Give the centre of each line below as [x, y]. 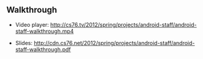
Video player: [32, 24]
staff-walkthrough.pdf [43, 49]
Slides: [24, 43]
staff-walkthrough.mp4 [44, 31]
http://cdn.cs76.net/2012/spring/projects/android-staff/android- [114, 43]
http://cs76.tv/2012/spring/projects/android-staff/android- [124, 24]
